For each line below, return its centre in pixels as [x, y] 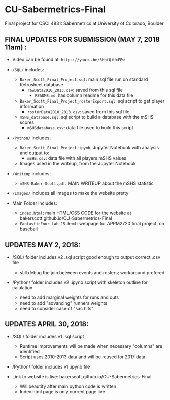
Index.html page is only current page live [62, 392]
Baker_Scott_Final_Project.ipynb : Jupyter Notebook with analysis [89, 147]
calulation [22, 287]
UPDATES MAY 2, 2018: [43, 245]
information [32, 106]
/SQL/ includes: [28, 69]
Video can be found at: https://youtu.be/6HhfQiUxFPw [68, 59]
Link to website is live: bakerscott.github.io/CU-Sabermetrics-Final [82, 377]
